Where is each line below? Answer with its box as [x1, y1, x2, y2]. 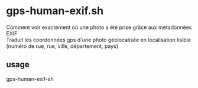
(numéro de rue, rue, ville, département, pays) [6, 43, 119, 50]
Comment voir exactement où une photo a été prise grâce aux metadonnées [6, 24, 192, 31]
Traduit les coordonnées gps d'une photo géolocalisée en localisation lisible [6, 36, 191, 43]
